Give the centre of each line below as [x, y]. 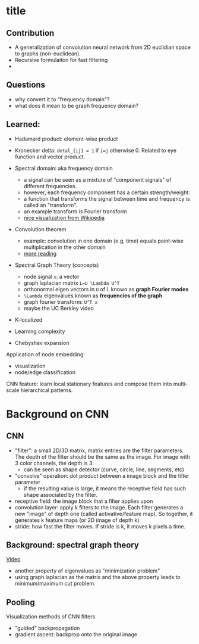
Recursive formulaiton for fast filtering [61, 60]
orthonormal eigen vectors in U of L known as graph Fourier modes [106, 289]
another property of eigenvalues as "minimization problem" [87, 571]
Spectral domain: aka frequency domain [64, 168]
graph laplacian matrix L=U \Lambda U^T [72, 283]
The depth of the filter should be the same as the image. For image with [102, 456]
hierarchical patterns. [47, 390]
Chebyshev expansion [42, 343]
